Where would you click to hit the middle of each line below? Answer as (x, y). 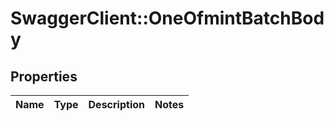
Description (116, 104)
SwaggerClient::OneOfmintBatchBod (167, 18)
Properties (44, 76)
